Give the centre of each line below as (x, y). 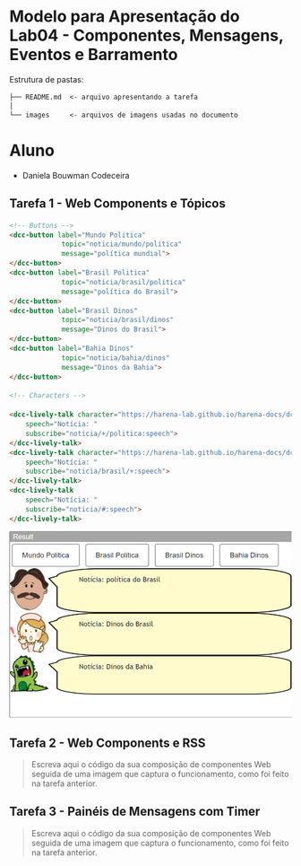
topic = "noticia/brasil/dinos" (118, 320)
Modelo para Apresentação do (125, 17)
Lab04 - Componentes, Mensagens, (146, 35)
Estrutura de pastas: (47, 79)
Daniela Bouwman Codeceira (76, 175)
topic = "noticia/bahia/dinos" (116, 358)
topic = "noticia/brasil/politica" (124, 282)
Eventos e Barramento (94, 55)
